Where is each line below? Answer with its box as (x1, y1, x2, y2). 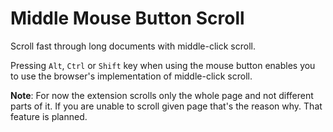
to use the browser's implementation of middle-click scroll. (10, 70, 253, 82)
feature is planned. (10, 110, 88, 122)
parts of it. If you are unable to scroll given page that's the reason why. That (10, 100, 323, 112)
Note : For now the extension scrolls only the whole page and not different (10, 89, 314, 101)
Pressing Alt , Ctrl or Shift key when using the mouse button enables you (10, 59, 316, 71)
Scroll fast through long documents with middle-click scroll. (10, 40, 256, 52)
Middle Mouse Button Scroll (10, 7, 245, 30)
